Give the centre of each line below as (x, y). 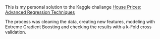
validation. (16, 32)
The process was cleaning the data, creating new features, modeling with (80, 22)
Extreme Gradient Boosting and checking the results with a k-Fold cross (79, 27)
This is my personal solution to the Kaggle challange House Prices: (73, 7)
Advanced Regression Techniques (40, 12)
